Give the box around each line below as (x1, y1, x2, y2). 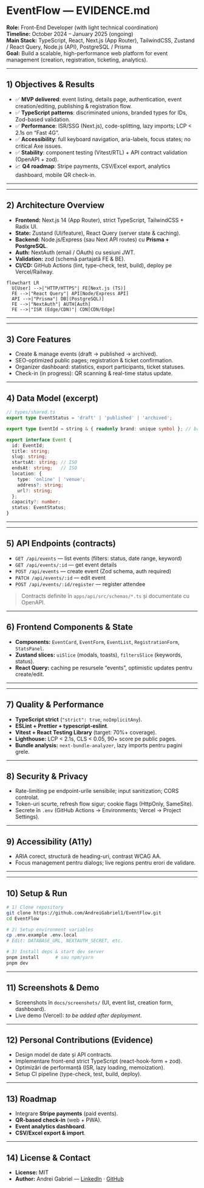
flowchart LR (6, 280, 39, 286)
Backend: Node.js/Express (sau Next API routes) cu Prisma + (15, 235, 169, 243)
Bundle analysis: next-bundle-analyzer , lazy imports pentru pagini (15, 741, 183, 748)
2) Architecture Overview (6, 200, 104, 210)
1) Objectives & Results (6, 80, 95, 90)
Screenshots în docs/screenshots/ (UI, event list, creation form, (15, 998, 173, 1006)
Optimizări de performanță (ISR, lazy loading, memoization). (15, 1064, 165, 1071)
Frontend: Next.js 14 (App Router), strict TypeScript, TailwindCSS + (15, 216, 184, 224)
